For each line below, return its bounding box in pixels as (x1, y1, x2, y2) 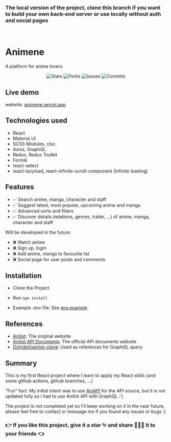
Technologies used (5, 117, 67, 125)
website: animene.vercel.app (5, 102, 66, 108)
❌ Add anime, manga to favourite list (12, 250, 90, 257)
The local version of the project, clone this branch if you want (5, 4, 161, 11)
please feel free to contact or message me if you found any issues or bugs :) (5, 408, 166, 415)
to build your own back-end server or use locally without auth (5, 10, 161, 17)
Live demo (5, 88, 39, 97)
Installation (5, 271, 42, 280)
